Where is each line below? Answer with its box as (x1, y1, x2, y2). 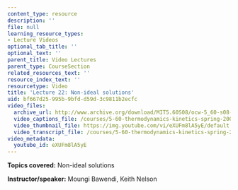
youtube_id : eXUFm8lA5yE (13, 142, 87, 149)
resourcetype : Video (7, 83, 69, 90)
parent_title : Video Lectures (7, 57, 97, 64)
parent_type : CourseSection (7, 63, 91, 70)
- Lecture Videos (7, 37, 59, 44)
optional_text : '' (7, 50, 62, 57)
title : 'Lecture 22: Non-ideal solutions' (7, 89, 135, 96)
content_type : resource (7, 10, 78, 18)
